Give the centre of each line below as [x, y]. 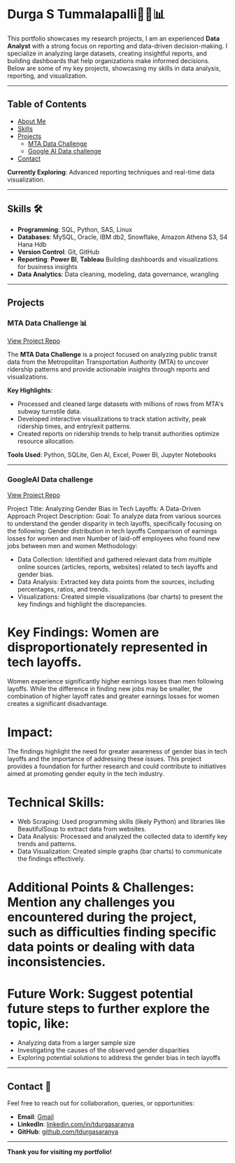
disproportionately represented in [108, 647]
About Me [32, 121]
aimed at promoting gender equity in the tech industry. [86, 774]
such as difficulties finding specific [112, 932]
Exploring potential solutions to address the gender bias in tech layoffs [119, 1058]
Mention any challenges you [91, 902]
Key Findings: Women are [83, 632]
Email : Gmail [36, 1117]
